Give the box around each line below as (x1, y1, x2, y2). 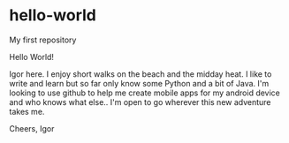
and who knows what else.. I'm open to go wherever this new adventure (9, 96, 271, 107)
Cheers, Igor (9, 123, 55, 133)
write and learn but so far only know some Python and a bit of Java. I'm (9, 78, 270, 88)
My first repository (9, 34, 77, 45)
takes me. (9, 106, 45, 117)
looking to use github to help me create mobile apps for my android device (9, 87, 281, 98)
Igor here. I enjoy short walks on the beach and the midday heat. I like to (9, 68, 272, 79)
